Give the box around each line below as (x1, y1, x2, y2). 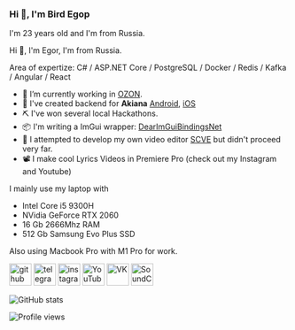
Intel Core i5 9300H (21, 201, 95, 211)
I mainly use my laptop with (9, 183, 109, 194)
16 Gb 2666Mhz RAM (21, 219, 100, 230)
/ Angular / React (9, 72, 71, 82)
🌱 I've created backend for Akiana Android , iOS (21, 98, 197, 109)
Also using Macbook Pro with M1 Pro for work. (9, 246, 178, 257)
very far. (21, 143, 53, 154)
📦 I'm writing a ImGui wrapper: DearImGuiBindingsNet (21, 121, 222, 132)
